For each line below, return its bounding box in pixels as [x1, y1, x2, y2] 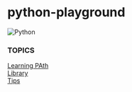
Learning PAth [7, 62, 49, 70]
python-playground [7, 4, 126, 21]
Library [7, 69, 28, 78]
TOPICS [7, 45, 35, 55]
